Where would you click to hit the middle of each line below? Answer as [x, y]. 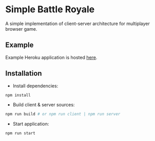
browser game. [21, 29]
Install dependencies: [35, 86]
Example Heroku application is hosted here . [51, 57]
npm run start [21, 133]
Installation [24, 73]
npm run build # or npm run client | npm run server [63, 114]
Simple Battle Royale [50, 9]
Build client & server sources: [44, 105]
